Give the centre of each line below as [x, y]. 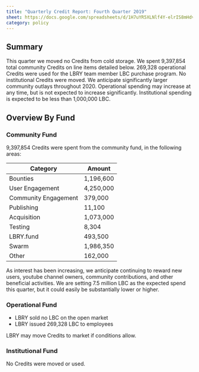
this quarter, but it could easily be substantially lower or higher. [83, 289]
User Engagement [34, 188]
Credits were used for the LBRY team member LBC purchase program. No [96, 74]
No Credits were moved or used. [46, 364]
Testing [20, 226]
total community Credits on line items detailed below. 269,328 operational [96, 67]
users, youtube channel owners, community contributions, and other [90, 276]
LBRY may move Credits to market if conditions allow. [71, 336]
